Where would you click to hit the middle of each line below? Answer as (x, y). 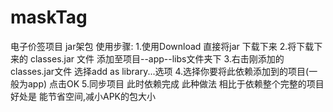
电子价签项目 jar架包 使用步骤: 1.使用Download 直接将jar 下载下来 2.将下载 (162, 46)
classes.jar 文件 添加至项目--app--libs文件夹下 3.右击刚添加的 (157, 58)
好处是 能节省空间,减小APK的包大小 (83, 96)
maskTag (49, 17)
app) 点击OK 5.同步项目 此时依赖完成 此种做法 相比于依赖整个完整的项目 (176, 83)
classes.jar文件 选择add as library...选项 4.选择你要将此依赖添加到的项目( (160, 71)
